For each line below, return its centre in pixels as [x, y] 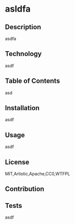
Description [23, 27]
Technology [23, 54]
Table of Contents [33, 81]
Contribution [25, 189]
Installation [22, 108]
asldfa [18, 9]
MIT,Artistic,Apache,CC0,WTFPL [37, 174]
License [17, 162]
